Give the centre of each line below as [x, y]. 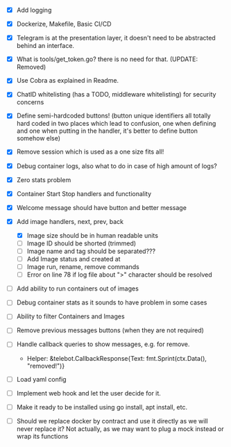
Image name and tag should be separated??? [91, 251]
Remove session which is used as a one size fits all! [90, 152]
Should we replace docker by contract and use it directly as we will [112, 421]
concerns [30, 102]
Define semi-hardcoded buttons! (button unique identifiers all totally [113, 116]
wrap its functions [42, 436]
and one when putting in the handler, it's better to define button [107, 131]
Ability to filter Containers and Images [71, 316]
